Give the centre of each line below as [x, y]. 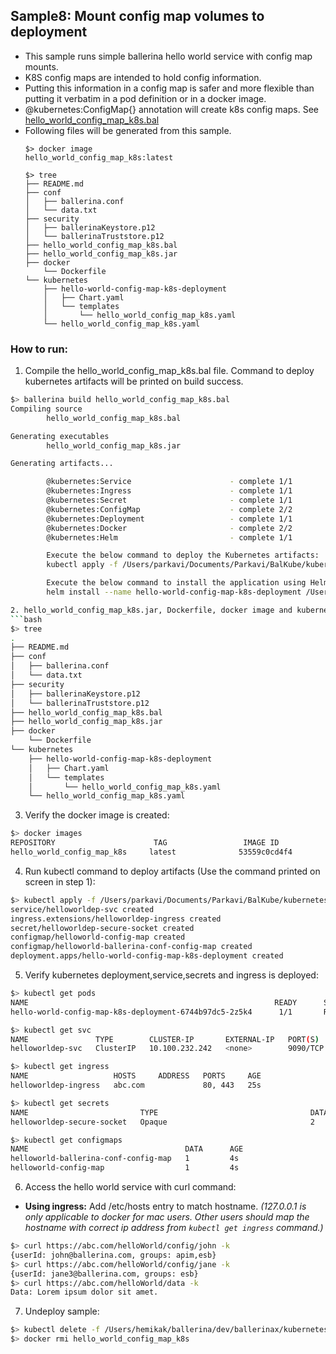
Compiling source [46, 409]
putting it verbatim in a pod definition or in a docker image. [145, 98]
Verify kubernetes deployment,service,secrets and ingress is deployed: [171, 975]
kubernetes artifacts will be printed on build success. [134, 381]
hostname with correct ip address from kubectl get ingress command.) [174, 1228]
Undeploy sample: [62, 1311]
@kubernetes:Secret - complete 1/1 [169, 500]
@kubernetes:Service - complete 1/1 [169, 482]
